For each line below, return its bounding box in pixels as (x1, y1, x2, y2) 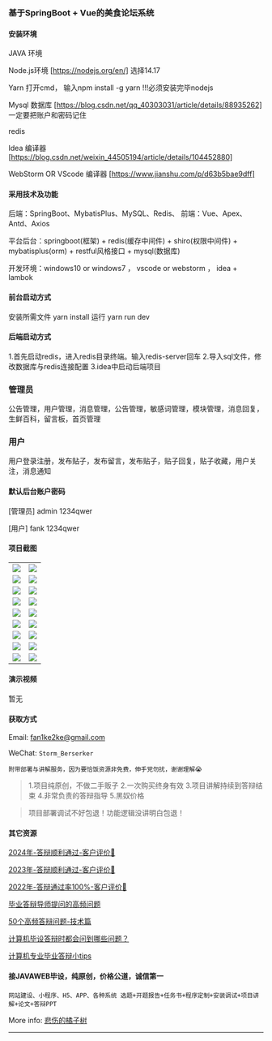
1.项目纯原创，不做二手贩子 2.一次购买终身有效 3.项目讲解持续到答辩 (28, 781, 257, 790)
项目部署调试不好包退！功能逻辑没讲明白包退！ (28, 808, 185, 818)
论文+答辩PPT (18, 1000, 57, 1008)
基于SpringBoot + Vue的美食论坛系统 (8, 6, 155, 18)
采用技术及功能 (8, 189, 58, 199)
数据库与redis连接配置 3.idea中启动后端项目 (15, 361, 161, 371)
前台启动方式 (8, 292, 51, 302)
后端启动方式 (8, 332, 51, 342)
